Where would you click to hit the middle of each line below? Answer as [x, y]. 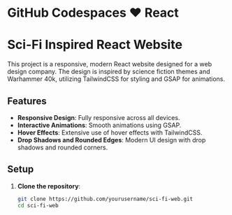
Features [27, 101]
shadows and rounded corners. [63, 147]
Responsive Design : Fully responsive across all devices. [99, 117]
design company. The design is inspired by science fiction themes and [109, 72]
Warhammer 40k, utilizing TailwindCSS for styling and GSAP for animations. [116, 79]
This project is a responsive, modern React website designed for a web [109, 64]
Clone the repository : [49, 186]
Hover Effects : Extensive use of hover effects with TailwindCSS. [110, 132]
